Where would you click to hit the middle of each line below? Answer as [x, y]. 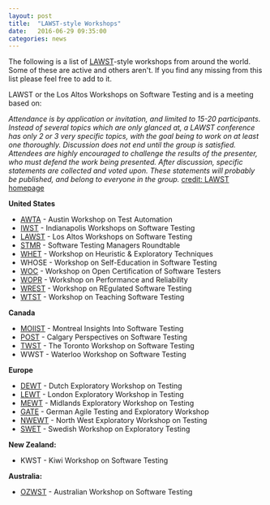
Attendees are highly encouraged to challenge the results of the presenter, [133, 153]
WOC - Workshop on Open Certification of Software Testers [120, 271]
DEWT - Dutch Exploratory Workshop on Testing [101, 386]
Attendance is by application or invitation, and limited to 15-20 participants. [135, 119]
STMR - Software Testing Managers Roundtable [100, 245]
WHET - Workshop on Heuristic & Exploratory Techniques [116, 254]
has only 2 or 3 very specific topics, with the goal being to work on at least [134, 136]
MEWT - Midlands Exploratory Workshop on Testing [107, 404]
